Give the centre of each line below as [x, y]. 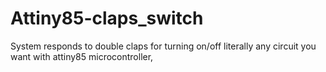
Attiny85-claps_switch [107, 18]
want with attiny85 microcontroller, [82, 56]
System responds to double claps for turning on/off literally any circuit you [163, 46]
